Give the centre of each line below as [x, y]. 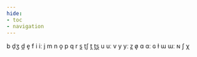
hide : [14, 13]
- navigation [25, 26]
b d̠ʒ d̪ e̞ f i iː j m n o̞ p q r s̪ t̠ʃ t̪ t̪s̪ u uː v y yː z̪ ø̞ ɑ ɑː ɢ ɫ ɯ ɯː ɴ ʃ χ [98, 46]
